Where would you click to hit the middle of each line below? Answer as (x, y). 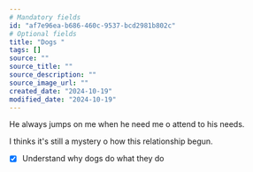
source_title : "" (41, 67)
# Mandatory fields (45, 17)
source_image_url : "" (49, 83)
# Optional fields (43, 34)
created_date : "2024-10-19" (61, 91)
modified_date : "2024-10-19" (63, 99)
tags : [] (25, 50)
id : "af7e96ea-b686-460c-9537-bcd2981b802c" (92, 26)
